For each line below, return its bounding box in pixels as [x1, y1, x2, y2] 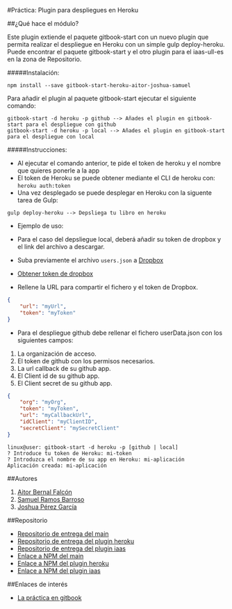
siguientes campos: [17, 335, 74, 344]
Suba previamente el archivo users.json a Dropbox [17, 256, 164, 264]
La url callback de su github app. [17, 364, 111, 372]
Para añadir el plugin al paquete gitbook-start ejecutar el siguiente [7, 94, 197, 102]
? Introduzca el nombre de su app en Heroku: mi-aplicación [7, 456, 185, 463]
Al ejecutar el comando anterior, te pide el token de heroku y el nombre [17, 159, 221, 167]
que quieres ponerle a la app [17, 166, 100, 175]
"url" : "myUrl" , [19, 303, 67, 310]
